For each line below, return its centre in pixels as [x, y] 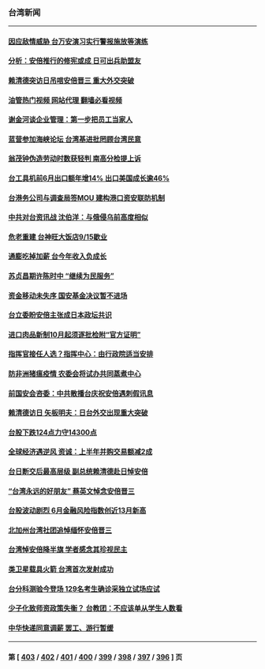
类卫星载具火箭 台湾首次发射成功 [61, 569]
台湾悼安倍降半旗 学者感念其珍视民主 [68, 550]
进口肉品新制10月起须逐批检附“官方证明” [75, 334]
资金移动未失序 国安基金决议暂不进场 [68, 295]
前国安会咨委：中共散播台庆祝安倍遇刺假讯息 [81, 393]
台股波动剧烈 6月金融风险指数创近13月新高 [77, 510]
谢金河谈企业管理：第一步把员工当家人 [70, 119]
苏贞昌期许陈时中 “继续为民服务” [61, 276]
